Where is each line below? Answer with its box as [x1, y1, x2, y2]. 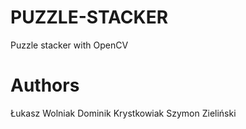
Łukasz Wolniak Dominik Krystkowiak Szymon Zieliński [10, 107, 237, 119]
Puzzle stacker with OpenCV [10, 39, 129, 51]
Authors [10, 74, 80, 97]
